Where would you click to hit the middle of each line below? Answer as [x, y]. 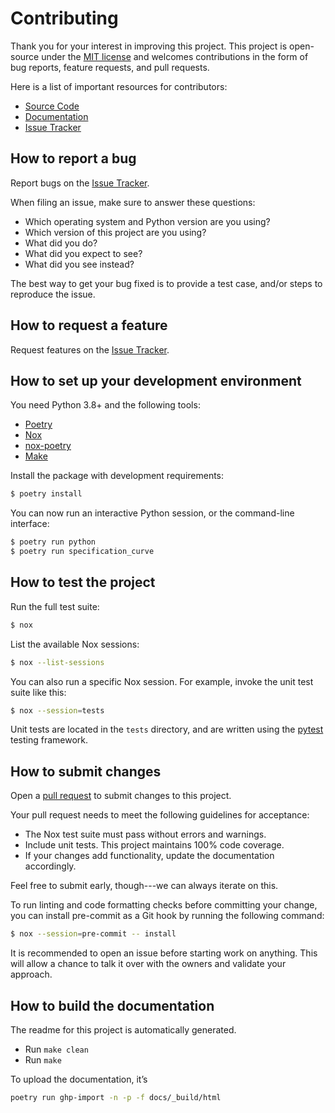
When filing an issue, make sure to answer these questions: [133, 202]
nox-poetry [48, 446]
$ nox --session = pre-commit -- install [93, 934]
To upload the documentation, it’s [79, 1079]
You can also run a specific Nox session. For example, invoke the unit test [162, 681]
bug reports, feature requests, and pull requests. [110, 67]
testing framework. [49, 740]
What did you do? [61, 243]
